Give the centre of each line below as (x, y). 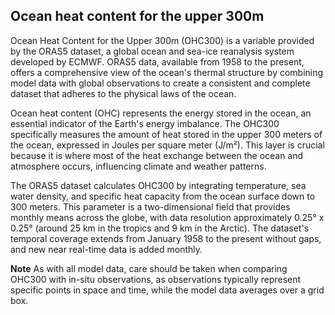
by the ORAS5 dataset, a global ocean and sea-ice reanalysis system (152, 51)
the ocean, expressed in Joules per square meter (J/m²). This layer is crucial (167, 145)
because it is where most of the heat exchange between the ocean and (157, 155)
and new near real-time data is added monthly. (106, 249)
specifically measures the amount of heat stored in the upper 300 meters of (166, 134)
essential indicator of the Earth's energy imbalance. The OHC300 (145, 123)
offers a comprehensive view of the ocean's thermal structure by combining (167, 72)
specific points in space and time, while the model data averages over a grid (167, 290)
